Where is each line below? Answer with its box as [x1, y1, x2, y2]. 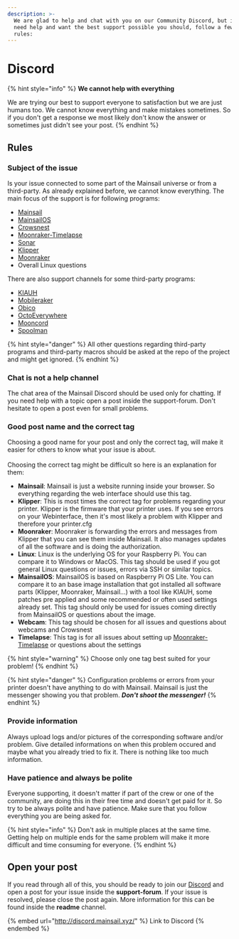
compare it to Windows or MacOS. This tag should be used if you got [17, 558, 221, 566]
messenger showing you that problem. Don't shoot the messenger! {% [7, 691, 217, 699]
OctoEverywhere [17, 311, 68, 319]
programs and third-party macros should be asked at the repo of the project [7, 347, 230, 356]
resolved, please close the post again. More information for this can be [7, 895, 215, 903]
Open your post [7, 861, 78, 874]
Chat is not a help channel [7, 373, 99, 383]
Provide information [7, 716, 78, 726]
